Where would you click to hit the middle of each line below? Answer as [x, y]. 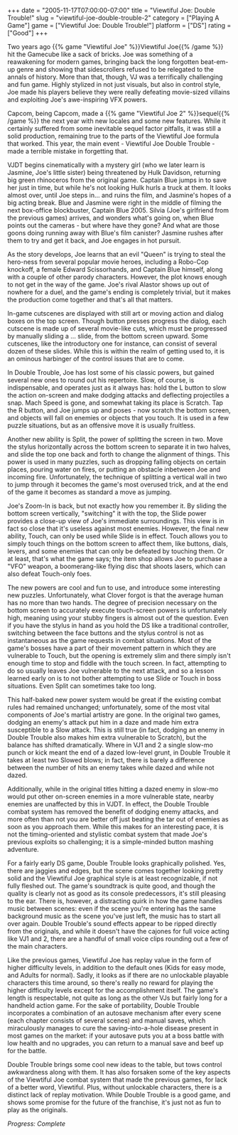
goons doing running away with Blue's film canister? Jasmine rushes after [115, 233]
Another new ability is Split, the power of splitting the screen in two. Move [115, 439]
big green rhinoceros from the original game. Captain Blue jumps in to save [117, 180]
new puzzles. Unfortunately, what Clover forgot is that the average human [115, 595]
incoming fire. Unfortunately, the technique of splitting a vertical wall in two [117, 477]
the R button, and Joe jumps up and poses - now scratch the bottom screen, [119, 410]
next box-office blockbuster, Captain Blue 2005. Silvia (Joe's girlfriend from [118, 210]
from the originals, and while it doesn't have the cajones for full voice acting [118, 931]
